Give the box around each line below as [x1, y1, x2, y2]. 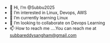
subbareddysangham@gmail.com [9, 32, 77, 38]
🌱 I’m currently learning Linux [9, 15, 69, 20]
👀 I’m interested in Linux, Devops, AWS [9, 10, 87, 15]
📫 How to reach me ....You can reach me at [9, 26, 96, 31]
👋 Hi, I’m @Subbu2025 [9, 5, 55, 10]
